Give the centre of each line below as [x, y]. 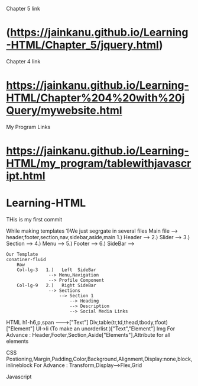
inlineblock [19, 365]
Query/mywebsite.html [64, 110]
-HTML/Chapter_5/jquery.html [83, 45]
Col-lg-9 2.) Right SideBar [56, 285]
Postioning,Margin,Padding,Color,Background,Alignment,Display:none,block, [99, 359]
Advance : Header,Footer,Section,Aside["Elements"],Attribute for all [88, 335]
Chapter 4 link [23, 61]
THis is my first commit [34, 219]
